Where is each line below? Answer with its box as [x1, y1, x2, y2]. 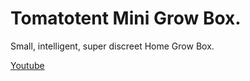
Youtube [10, 59, 45, 71]
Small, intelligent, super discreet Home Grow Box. [10, 40, 215, 52]
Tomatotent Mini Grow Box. [10, 7, 242, 30]
